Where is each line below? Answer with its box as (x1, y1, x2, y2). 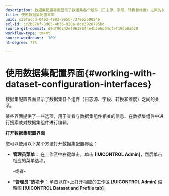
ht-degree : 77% (5, 40, 37, 45)
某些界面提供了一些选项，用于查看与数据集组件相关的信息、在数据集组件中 (5, 113, 159, 119)
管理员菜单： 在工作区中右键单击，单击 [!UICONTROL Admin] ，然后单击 (12, 151, 162, 157)
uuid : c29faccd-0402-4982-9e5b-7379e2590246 (5, 17, 100, 22)
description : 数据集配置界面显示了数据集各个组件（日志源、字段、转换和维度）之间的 (5, 7, 162, 13)
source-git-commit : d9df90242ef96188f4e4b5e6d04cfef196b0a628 (5, 26, 138, 31)
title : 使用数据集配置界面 (5, 12, 55, 17)
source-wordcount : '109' (5, 36, 57, 41)
